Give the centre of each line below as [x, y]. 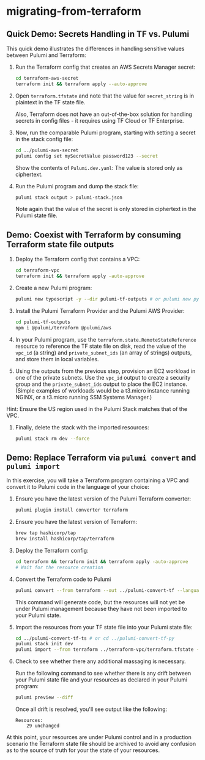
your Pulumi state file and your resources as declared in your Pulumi [101, 680]
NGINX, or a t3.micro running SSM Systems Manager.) [84, 397]
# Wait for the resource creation [59, 567]
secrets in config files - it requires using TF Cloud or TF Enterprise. [99, 120]
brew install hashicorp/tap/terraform [65, 539]
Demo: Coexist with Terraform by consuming [94, 235]
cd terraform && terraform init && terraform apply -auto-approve [102, 562]
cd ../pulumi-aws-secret [47, 150]
